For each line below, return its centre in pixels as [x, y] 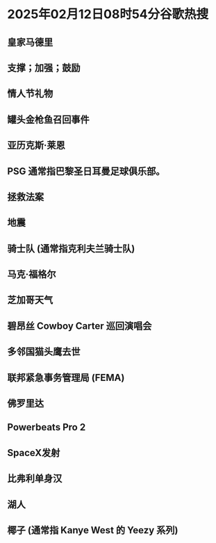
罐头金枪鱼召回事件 [48, 119]
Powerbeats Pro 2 [47, 427]
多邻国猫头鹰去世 [44, 352]
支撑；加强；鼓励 [44, 68]
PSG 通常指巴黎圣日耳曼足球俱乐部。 [86, 171]
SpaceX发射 [34, 453]
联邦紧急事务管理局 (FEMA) [66, 377]
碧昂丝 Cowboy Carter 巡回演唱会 [80, 326]
